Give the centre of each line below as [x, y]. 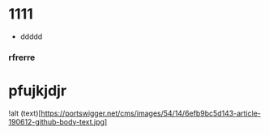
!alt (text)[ [25, 113]
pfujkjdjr [38, 91]
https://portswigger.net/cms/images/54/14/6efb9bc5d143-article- [151, 113]
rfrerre [22, 57]
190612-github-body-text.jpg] [58, 121]
